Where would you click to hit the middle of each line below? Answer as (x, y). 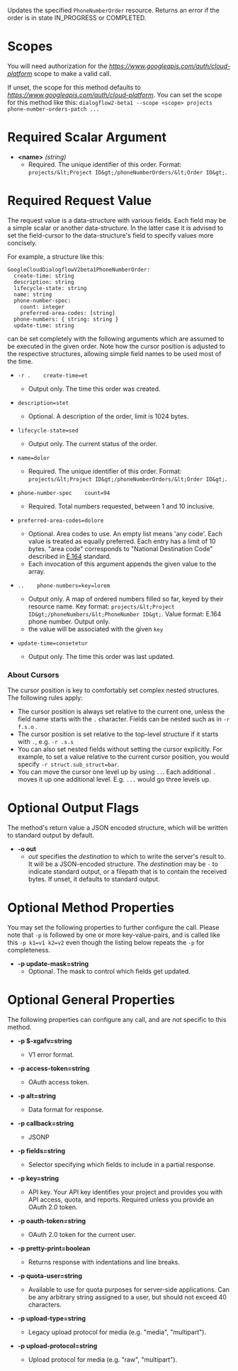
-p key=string (38, 1178)
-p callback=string (46, 1123)
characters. (45, 1304)
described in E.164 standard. (70, 556)
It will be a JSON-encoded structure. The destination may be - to (123, 864)
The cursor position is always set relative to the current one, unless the (121, 711)
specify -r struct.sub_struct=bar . (68, 765)
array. (37, 571)
